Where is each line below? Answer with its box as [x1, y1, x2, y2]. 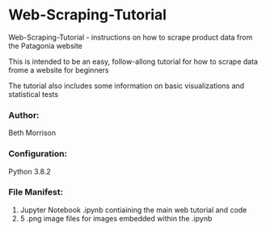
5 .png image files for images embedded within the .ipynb [19, 213, 213, 223]
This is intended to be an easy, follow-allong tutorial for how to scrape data [8, 57, 259, 66]
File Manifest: [8, 187, 63, 198]
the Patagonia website [8, 40, 83, 50]
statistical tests [8, 89, 59, 99]
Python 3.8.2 [8, 166, 51, 176]
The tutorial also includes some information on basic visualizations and [8, 81, 245, 90]
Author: [8, 109, 40, 120]
